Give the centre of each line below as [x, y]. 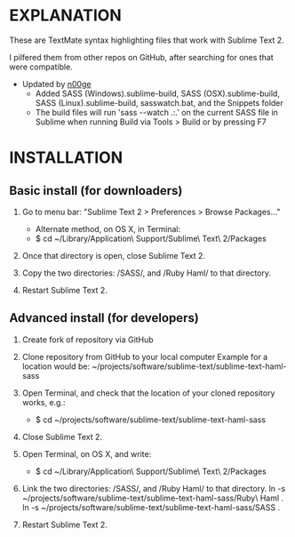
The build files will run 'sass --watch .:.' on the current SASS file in [156, 112]
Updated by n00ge [56, 84]
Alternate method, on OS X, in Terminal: [108, 228]
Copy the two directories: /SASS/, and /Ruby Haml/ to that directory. [147, 273]
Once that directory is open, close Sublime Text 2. [114, 255]
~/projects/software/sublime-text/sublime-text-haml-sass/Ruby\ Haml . [153, 498]
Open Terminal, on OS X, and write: [87, 453]
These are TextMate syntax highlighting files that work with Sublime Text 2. [147, 40]
